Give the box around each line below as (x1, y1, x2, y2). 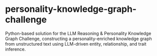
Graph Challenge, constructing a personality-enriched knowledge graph (5, 36, 152, 42)
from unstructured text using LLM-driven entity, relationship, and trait (5, 41, 147, 47)
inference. (5, 46, 26, 52)
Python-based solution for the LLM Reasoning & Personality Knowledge (5, 30, 152, 36)
